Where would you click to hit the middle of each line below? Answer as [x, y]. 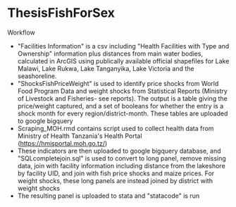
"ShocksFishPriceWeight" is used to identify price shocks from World [118, 83]
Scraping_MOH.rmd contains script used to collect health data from [116, 128]
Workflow [21, 32]
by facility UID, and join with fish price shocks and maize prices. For [116, 173]
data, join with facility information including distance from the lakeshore [121, 165]
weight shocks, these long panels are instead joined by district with [115, 180]
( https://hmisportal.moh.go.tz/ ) [62, 143]
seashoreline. [37, 76]
